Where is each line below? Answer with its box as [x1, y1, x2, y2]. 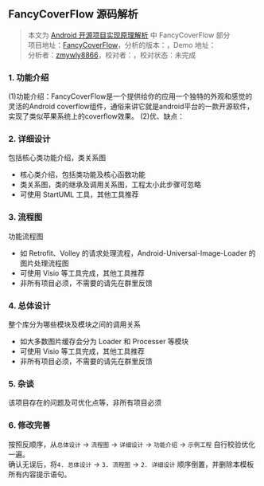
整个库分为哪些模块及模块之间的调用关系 [8, 319, 141, 329]
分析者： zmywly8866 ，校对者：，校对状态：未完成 [27, 50, 196, 60]
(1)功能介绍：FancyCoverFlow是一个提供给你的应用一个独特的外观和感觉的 [8, 92, 253, 101]
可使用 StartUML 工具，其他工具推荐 [19, 190, 139, 199]
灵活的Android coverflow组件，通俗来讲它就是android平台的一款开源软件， [8, 102, 254, 112]
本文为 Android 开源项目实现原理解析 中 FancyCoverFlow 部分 [27, 30, 231, 40]
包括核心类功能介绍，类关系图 [8, 153, 106, 163]
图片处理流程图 [19, 258, 69, 268]
